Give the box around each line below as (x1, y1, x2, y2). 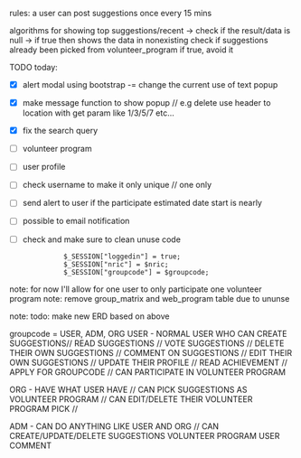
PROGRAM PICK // (9, 403, 79, 414)
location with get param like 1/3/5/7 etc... (22, 107, 174, 118)
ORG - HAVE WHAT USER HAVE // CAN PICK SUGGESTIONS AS (9, 384, 248, 395)
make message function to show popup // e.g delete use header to (22, 98, 271, 108)
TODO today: (9, 62, 59, 72)
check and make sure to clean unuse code (22, 234, 181, 245)
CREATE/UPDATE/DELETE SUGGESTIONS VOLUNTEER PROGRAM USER (9, 430, 280, 441)
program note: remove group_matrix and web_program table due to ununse (9, 293, 290, 304)
